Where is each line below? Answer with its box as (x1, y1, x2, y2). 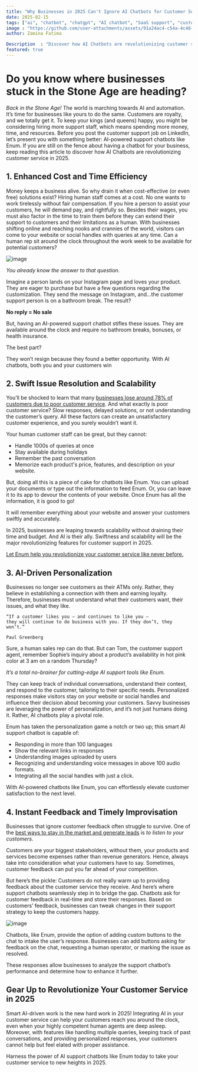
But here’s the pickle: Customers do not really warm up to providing (6, 877, 170, 884)
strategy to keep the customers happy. (6, 908, 100, 915)
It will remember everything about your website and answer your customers (6, 509, 190, 516)
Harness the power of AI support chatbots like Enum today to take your (6, 1053, 179, 1060)
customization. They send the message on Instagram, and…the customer (6, 291, 184, 298)
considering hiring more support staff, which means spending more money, (6, 123, 189, 130)
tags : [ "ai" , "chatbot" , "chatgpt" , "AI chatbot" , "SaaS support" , (6, 19, 176, 25)
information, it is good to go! (6, 497, 75, 505)
